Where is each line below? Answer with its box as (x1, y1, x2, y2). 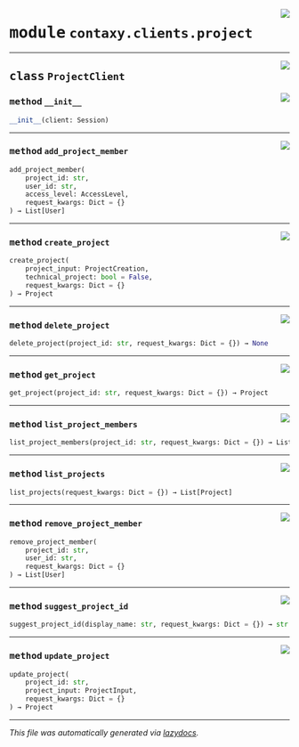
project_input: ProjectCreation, (25, 264, 149, 273)
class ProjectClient (9, 69, 125, 84)
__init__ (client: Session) (9, 116, 109, 125)
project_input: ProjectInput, (25, 686, 138, 695)
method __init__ (9, 96, 82, 108)
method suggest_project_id (9, 601, 129, 612)
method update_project (9, 650, 110, 662)
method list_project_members (9, 418, 138, 430)
